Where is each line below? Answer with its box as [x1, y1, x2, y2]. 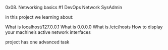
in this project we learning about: [5, 14, 74, 20]
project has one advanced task [5, 39, 70, 45]
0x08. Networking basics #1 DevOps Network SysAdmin [5, 5, 123, 10]
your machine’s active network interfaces [5, 29, 91, 35]
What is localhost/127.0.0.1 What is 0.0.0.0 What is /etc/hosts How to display [5, 24, 163, 30]
